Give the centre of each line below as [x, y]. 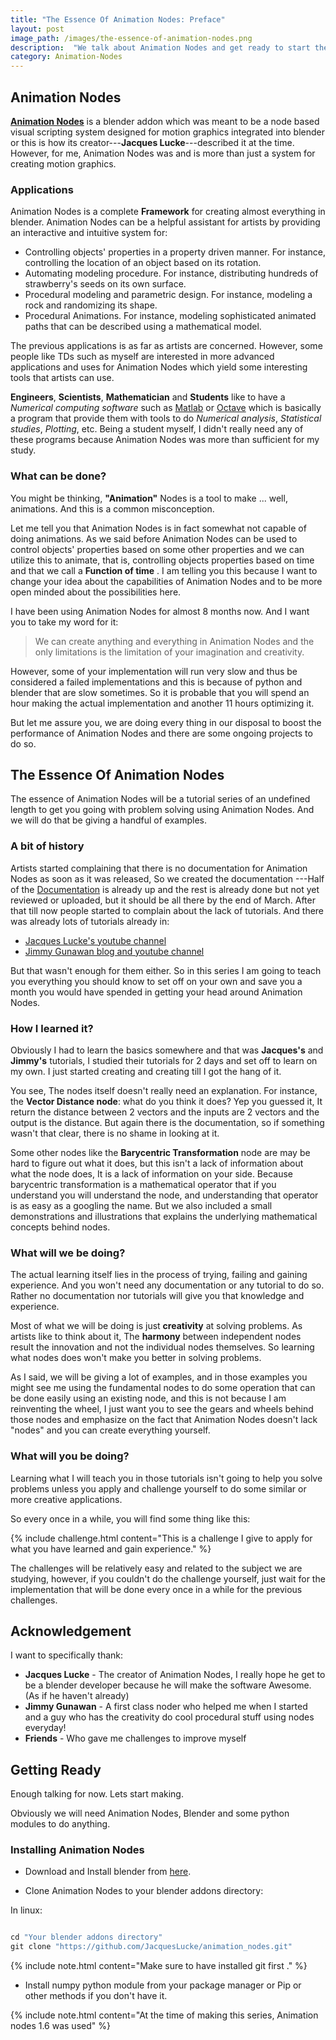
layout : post [37, 29]
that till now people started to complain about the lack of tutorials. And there [167, 910]
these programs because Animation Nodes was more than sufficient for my [165, 440]
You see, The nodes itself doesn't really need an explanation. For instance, [164, 1090]
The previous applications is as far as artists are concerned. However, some [166, 346]
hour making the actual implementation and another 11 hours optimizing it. [162, 703]
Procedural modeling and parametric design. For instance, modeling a [168, 295]
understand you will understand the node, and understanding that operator [164, 1195]
